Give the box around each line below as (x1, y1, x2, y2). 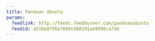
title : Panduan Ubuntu (6, 8, 63, 15)
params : (6, 14, 26, 20)
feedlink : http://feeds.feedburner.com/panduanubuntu (11, 20, 149, 26)
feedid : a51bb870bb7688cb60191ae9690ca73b (11, 25, 120, 32)
